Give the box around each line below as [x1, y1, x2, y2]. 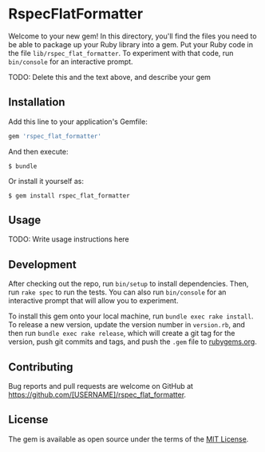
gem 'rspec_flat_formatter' [8, 132, 102, 140]
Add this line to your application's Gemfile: [8, 117, 148, 126]
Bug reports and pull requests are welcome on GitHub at [8, 382, 194, 391]
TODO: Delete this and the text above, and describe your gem [8, 72, 212, 82]
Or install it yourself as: [8, 176, 84, 186]
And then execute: [8, 146, 69, 156]
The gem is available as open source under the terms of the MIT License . [8, 434, 249, 444]
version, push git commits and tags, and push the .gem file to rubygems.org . [8, 337, 258, 346]
